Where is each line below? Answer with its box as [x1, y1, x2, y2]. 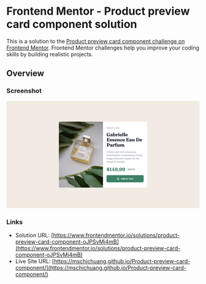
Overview [6, 69, 45, 79]
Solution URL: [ [15, 231, 53, 239]
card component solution [6, 17, 137, 31]
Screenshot [6, 87, 42, 95]
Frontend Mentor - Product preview [6, 4, 190, 18]
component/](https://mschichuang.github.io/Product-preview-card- [15, 264, 187, 272]
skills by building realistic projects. [6, 50, 93, 58]
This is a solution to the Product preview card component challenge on [6, 37, 185, 45]
